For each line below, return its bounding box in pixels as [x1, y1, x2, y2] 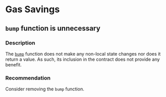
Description [5, 39, 35, 46]
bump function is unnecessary [5, 24, 101, 33]
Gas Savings [5, 4, 60, 15]
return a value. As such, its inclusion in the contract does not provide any [5, 56, 160, 62]
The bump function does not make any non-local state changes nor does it [5, 51, 161, 57]
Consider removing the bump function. [5, 86, 85, 92]
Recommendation [5, 74, 51, 81]
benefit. [5, 61, 22, 67]
